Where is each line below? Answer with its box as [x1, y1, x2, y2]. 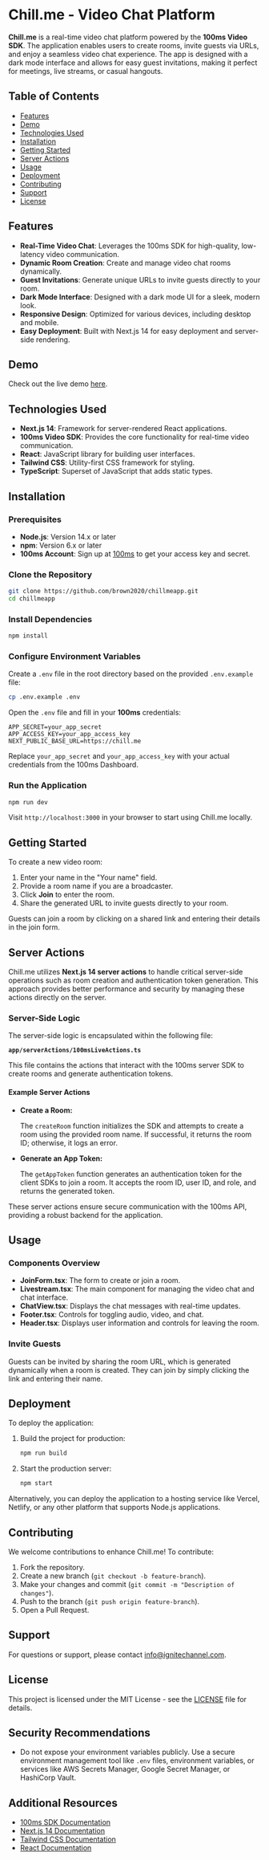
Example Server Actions [8, 1087, 90, 1097]
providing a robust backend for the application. [8, 1210, 163, 1219]
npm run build [19, 1449, 67, 1458]
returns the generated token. [19, 1186, 115, 1195]
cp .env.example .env [8, 693, 81, 702]
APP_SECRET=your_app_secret [8, 723, 102, 731]
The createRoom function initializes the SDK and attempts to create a [19, 1121, 244, 1130]
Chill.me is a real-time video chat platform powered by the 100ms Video [8, 32, 248, 42]
